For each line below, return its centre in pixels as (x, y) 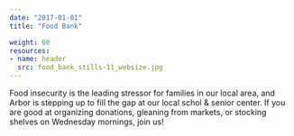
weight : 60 (30, 42)
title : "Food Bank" (46, 26)
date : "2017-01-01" (46, 18)
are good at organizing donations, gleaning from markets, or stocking (138, 112)
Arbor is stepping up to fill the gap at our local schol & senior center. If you (147, 103)
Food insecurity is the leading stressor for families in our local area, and (142, 93)
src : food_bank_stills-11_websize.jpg (91, 68)
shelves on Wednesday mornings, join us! (87, 122)
